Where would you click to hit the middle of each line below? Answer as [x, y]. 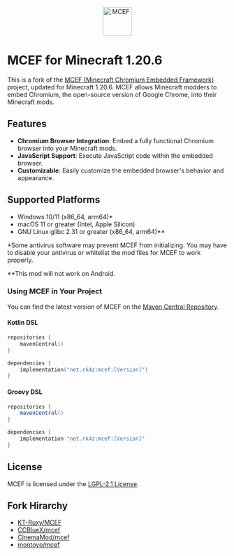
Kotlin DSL [23, 323]
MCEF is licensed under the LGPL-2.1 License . [73, 484]
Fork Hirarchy [38, 505]
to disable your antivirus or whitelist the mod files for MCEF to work [104, 252]
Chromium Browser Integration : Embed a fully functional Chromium [116, 140]
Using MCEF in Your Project [55, 291]
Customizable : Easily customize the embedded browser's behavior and [120, 170]
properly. [20, 260]
